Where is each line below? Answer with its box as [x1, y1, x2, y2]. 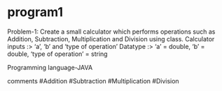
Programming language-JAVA [7, 63, 93, 71]
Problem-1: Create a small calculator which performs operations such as [7, 27, 216, 36]
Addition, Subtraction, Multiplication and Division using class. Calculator [7, 34, 215, 43]
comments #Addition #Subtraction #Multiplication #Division [7, 76, 180, 85]
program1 [7, 4, 64, 20]
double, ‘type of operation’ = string [7, 50, 108, 58]
